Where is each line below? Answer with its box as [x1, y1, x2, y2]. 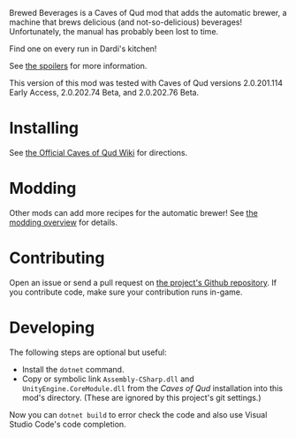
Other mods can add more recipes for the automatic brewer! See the [9, 207, 258, 218]
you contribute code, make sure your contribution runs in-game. [9, 287, 243, 297]
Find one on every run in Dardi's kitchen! [9, 43, 157, 54]
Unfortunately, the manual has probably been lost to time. [9, 27, 219, 36]
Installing [9, 119, 80, 138]
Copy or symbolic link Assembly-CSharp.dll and [21, 373, 194, 384]
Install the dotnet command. [21, 364, 125, 374]
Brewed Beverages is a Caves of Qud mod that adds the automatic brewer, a [9, 8, 287, 18]
